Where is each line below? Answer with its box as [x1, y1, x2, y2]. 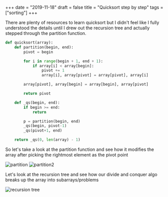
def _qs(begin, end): [14, 100, 60, 105]
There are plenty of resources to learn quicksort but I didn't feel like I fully [5, 20, 159, 25]
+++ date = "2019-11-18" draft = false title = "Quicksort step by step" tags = [5, 5, 163, 10]
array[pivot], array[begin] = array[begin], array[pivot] [23, 82, 149, 87]
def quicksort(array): [5, 40, 53, 45]
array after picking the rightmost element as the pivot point [5, 152, 128, 157]
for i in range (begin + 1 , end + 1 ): [23, 58, 103, 64]
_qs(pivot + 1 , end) [23, 128, 62, 133]
